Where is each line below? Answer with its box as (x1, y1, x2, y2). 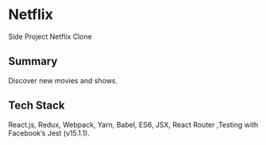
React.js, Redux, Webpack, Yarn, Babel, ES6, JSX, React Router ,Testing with (8, 120, 259, 129)
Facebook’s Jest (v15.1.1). (8, 128, 90, 138)
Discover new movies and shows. (8, 75, 118, 85)
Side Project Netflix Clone (8, 32, 93, 41)
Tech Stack (8, 99, 65, 113)
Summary (8, 55, 58, 68)
